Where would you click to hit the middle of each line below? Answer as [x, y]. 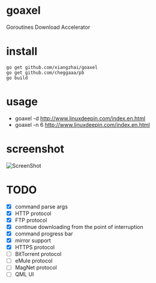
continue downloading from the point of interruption [79, 227]
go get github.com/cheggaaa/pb [45, 73]
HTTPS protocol [35, 248]
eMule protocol [34, 261]
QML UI [24, 275]
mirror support [33, 240]
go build [17, 78]
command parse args [41, 206]
